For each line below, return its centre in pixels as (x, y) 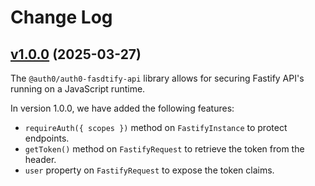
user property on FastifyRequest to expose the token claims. (149, 170)
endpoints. (47, 138)
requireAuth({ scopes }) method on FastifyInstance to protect (156, 127)
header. (40, 159)
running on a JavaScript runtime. (78, 89)
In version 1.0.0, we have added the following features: (122, 108)
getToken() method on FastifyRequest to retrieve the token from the (164, 149)
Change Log (61, 17)
